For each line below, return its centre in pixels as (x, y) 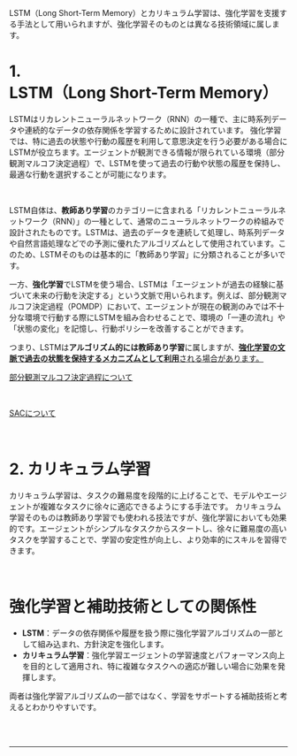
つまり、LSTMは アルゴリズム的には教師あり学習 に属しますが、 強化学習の (144, 347)
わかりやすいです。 (67, 706)
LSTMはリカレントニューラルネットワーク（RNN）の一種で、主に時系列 (141, 118)
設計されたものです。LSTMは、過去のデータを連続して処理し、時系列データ (147, 232)
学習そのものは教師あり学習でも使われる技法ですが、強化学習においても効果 (148, 517)
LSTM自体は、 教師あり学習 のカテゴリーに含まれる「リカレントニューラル (144, 210)
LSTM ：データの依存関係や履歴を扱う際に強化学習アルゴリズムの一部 (149, 633)
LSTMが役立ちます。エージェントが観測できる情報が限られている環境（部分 (147, 152)
